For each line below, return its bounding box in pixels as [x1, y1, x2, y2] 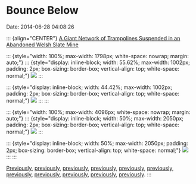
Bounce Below [6, 4, 79, 17]
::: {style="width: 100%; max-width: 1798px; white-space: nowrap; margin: [6, 52, 189, 59]
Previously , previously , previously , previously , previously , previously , [6, 164, 174, 172]
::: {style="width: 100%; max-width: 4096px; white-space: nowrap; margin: [6, 108, 191, 116]
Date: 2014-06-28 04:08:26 [6, 23, 74, 30]
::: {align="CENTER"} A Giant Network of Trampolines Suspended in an [6, 34, 181, 42]
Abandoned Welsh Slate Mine [6, 41, 79, 48]
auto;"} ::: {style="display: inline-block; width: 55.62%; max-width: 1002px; [6, 59, 191, 66]
